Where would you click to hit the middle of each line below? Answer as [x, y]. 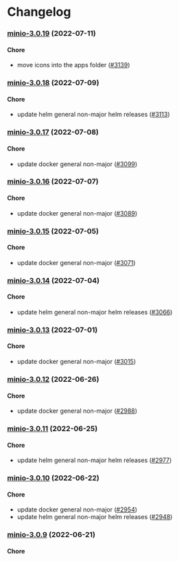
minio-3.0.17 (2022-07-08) [53, 133]
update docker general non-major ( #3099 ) [77, 164]
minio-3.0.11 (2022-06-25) [52, 428]
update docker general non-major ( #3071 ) [76, 262]
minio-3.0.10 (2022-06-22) [53, 478]
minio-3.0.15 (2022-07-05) [53, 231]
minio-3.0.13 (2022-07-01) [52, 330]
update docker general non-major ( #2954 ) [77, 510]
